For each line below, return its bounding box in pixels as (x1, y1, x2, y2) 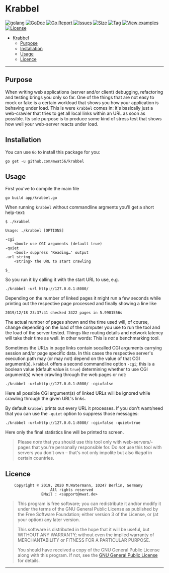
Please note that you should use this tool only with (17, 439, 122, 445)
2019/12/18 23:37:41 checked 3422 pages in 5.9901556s (5, 310, 123, 315)
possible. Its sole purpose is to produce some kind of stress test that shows (5, 115, 162, 121)
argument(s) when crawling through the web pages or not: (5, 372, 127, 378)
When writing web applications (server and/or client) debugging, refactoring (5, 89, 163, 95)
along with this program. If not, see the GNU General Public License (17, 552, 158, 558)
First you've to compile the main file (5, 186, 79, 192)
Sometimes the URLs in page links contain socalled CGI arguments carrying (5, 345, 162, 351)
